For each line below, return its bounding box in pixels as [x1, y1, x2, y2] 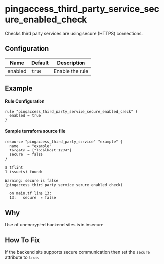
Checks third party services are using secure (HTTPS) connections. [5, 30, 143, 36]
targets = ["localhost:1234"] [9, 148, 72, 152]
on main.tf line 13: [9, 191, 52, 196]
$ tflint [5, 165, 23, 170]
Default [31, 59, 49, 66]
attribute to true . [5, 254, 39, 260]
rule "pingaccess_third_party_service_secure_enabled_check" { [5, 109, 138, 114]
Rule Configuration [5, 98, 45, 104]
